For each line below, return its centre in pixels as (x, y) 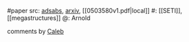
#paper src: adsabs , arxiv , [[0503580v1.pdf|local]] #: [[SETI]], (95, 11)
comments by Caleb (35, 31)
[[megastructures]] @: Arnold (49, 18)
